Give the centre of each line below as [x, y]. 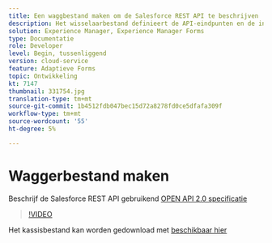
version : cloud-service [49, 62]
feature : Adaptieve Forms [52, 69]
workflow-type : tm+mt [45, 114]
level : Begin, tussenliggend [57, 53]
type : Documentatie [41, 38]
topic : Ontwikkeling [43, 76]
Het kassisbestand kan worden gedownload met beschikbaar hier [118, 230]
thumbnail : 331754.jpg [47, 91]
